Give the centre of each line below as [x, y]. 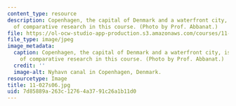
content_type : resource [42, 14]
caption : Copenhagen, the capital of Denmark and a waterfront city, [117, 53]
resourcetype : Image [38, 78]
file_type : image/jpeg [40, 40]
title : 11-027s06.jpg [39, 85]
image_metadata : [31, 46]
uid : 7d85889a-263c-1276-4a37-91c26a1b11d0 [72, 91]
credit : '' [29, 66]
